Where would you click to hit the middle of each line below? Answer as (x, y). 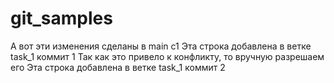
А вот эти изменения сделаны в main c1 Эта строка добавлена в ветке (161, 46)
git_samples (61, 18)
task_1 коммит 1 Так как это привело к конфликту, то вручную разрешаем (167, 56)
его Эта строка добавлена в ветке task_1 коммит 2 (118, 67)
